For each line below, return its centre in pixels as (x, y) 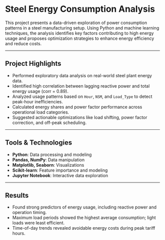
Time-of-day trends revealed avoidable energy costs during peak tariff (84, 228)
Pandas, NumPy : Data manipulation (48, 160)
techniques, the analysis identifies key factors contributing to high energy (80, 33)
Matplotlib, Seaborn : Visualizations (48, 165)
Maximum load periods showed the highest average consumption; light (84, 218)
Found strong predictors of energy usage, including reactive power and (84, 207)
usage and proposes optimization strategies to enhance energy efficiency (80, 38)
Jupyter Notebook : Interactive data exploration (60, 175)
